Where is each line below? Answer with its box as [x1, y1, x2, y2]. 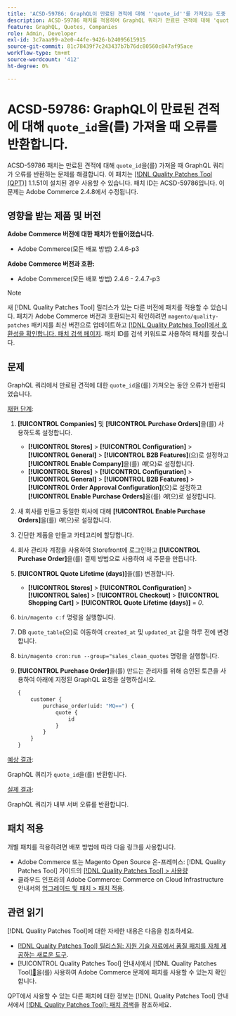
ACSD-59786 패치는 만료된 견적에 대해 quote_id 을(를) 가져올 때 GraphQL [7, 161, 211, 169]
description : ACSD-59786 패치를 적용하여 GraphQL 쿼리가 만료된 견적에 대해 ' [7, 17, 217, 24]
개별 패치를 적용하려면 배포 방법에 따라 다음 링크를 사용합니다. [7, 842, 176, 851]
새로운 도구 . [36, 950, 69, 958]
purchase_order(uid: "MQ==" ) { [43, 702, 135, 709]
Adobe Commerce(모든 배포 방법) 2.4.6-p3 [17, 245, 140, 253]
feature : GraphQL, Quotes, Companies [7, 23, 118, 30]
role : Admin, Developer [7, 30, 77, 37]
